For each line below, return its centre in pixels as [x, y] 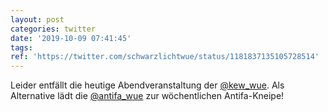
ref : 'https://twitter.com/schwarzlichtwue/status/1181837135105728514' [165, 57]
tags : [21, 47]
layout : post [37, 19]
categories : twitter [53, 29]
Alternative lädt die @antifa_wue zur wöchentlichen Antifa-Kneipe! [147, 96]
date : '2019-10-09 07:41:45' [71, 38]
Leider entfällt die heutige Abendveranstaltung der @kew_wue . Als [147, 85]
